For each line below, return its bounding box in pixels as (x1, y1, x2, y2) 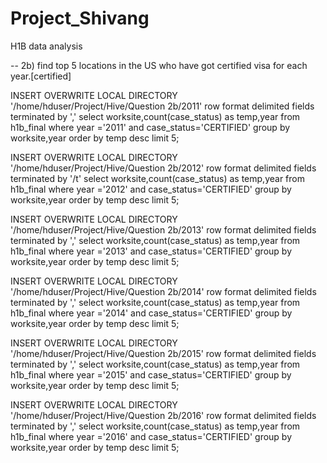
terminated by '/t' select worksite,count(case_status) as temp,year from (10, 172, 305, 184)
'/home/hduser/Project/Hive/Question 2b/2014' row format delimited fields (10, 285, 317, 297)
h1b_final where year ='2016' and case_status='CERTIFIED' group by (10, 430, 293, 442)
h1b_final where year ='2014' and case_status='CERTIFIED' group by (10, 307, 293, 319)
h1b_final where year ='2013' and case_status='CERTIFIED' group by (10, 245, 292, 257)
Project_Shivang (10, 7, 150, 30)
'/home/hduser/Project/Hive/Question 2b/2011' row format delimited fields (10, 100, 315, 112)
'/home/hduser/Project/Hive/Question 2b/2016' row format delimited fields (10, 409, 317, 421)
